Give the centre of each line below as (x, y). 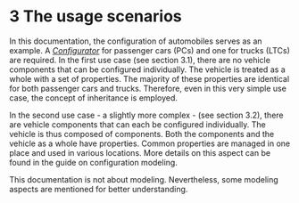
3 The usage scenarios (96, 16)
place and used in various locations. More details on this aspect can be (140, 152)
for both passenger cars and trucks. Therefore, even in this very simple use (148, 88)
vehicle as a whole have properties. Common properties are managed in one (150, 143)
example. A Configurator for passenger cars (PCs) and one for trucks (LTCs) (149, 50)
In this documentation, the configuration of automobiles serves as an (136, 41)
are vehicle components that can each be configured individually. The (137, 124)
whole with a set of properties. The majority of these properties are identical (149, 78)
